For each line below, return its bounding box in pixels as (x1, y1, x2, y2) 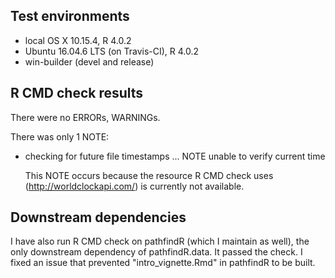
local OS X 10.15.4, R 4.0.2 (24, 34, 132, 46)
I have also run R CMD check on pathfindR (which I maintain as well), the (10, 235, 310, 248)
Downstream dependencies (10, 209, 187, 226)
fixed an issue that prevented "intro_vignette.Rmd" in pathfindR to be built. (10, 257, 316, 269)
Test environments (10, 8, 130, 25)
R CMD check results (10, 85, 144, 102)
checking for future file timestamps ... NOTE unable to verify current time (24, 150, 326, 162)
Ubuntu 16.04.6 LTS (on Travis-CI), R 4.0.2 (24, 45, 200, 57)
